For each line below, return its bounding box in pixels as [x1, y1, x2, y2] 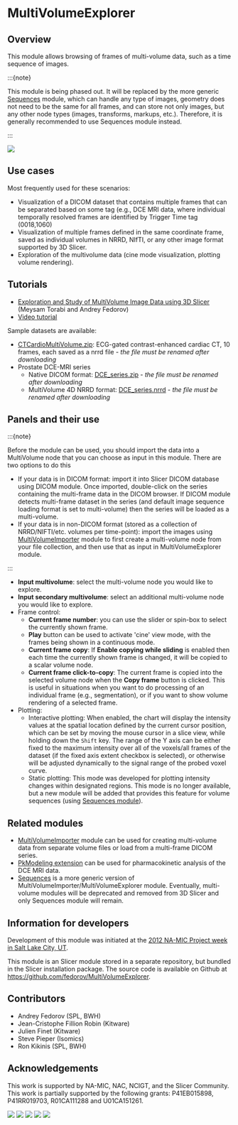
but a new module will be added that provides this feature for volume [28, 789, 230, 798]
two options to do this [7, 461, 71, 469]
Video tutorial [17, 312, 58, 321]
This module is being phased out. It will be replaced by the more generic [7, 87, 219, 95]
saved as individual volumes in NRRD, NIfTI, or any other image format [17, 235, 224, 244]
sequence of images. [7, 60, 70, 68]
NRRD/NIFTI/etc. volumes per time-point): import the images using [17, 528, 213, 536]
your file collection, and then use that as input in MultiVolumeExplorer [17, 543, 222, 551]
